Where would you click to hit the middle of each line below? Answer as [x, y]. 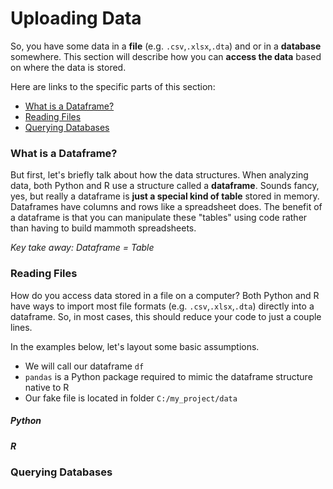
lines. [21, 327]
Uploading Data [76, 18]
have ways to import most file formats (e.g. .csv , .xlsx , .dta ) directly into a [162, 306]
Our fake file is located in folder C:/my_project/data [131, 398]
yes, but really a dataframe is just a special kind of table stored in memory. [165, 196]
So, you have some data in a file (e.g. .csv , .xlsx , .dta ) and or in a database [166, 46]
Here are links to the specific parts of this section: [113, 86]
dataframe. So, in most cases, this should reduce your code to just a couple [166, 316]
